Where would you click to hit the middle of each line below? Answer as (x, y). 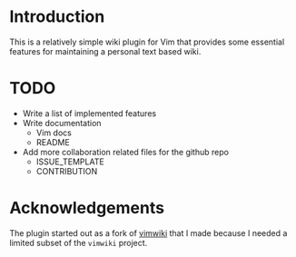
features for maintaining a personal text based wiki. (105, 51)
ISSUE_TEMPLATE (70, 162)
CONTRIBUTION (67, 171)
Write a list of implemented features (89, 113)
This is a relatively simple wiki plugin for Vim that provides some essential (147, 42)
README (53, 142)
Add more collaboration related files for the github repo (126, 152)
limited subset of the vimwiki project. (79, 242)
